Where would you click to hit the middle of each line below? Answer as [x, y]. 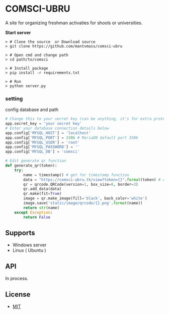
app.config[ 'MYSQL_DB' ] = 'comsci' [43, 152]
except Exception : [33, 213]
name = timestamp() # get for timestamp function [76, 175]
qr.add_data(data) [43, 189]
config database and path [32, 110]
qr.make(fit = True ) [43, 194]
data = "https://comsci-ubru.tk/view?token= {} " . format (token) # [92, 180]
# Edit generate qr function [36, 161]
